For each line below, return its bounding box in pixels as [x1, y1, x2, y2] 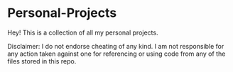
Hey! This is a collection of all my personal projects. [7, 28, 158, 37]
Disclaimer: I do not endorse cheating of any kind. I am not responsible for [7, 42, 224, 50]
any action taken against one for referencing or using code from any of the [7, 49, 226, 58]
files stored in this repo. [7, 56, 77, 65]
